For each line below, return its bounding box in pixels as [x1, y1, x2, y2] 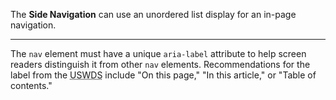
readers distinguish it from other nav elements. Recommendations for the [10, 59, 311, 70]
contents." [10, 80, 53, 91]
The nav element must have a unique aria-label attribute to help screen [10, 48, 307, 59]
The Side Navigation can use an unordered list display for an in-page [10, 9, 297, 20]
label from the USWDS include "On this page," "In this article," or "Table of [10, 69, 317, 81]
